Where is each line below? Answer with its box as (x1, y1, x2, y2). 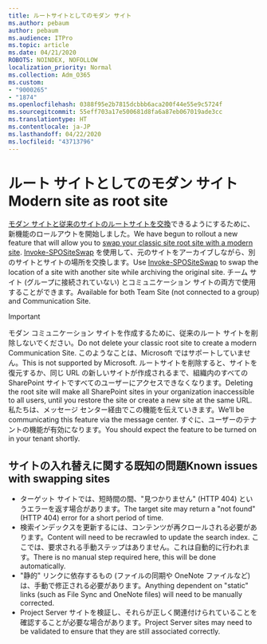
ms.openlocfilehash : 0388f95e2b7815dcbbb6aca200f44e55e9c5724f (8, 100, 223, 108)
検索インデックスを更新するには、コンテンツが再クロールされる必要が (19, 523, 251, 532)
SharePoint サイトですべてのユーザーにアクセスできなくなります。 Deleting (8, 378, 253, 387)
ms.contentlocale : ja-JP (8, 123, 91, 131)
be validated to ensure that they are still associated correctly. (19, 626, 221, 636)
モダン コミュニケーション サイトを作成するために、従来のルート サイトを (8, 328, 252, 338)
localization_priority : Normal (8, 64, 112, 72)
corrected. (19, 599, 55, 608)
